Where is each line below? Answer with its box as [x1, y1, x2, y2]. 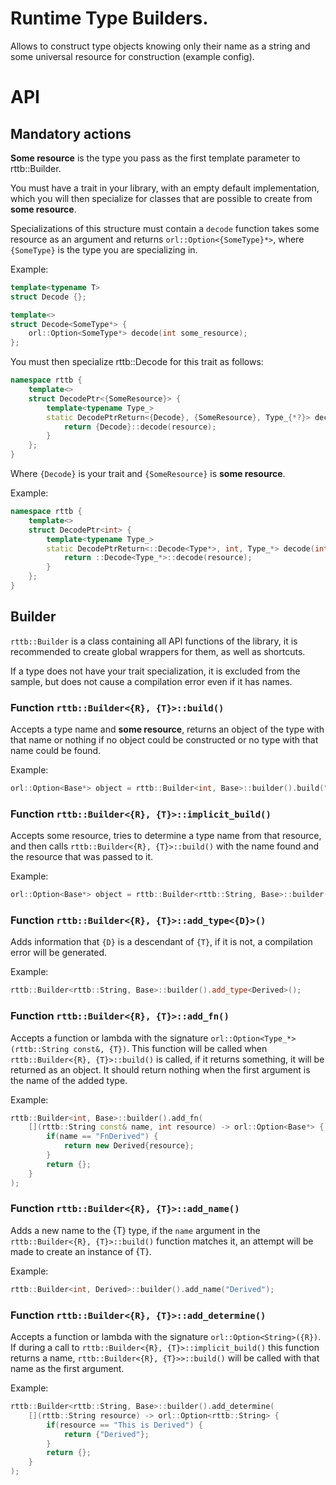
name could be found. [10, 745, 102, 757]
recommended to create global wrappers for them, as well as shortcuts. [10, 645, 306, 657]
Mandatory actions [10, 125, 132, 142]
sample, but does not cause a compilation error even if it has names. [10, 675, 293, 687]
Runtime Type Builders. [10, 7, 209, 30]
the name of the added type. [10, 1074, 128, 1086]
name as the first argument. [10, 1363, 125, 1375]
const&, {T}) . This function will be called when [73, 1042, 268, 1054]
